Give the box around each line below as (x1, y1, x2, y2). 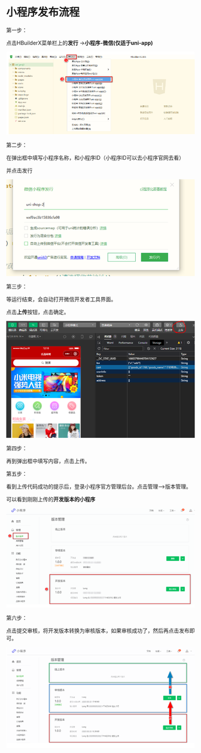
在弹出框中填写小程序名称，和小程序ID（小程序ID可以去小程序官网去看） (6, 154, 184, 162)
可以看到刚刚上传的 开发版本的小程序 (6, 495, 96, 503)
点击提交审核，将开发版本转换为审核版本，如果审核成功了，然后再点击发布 (6, 627, 190, 634)
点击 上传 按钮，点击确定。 (6, 309, 69, 316)
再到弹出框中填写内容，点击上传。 (6, 457, 90, 464)
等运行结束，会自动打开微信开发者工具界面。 (6, 295, 117, 303)
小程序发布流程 (6, 5, 80, 19)
